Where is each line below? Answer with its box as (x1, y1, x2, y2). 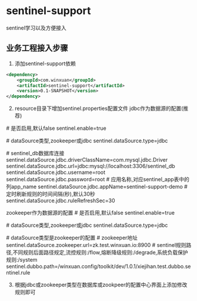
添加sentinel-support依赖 (14, 60, 76, 67)
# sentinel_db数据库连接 (6, 150, 65, 157)
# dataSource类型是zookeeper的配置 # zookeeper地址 (6, 234, 138, 242)
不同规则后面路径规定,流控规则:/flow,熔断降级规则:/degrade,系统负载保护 (12, 249, 188, 256)
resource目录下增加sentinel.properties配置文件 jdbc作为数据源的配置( (14, 105, 183, 112)
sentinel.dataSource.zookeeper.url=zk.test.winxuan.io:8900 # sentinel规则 (6, 242, 186, 249)
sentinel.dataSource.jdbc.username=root (6, 169, 106, 176)
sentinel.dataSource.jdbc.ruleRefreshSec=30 (6, 197, 116, 204)
